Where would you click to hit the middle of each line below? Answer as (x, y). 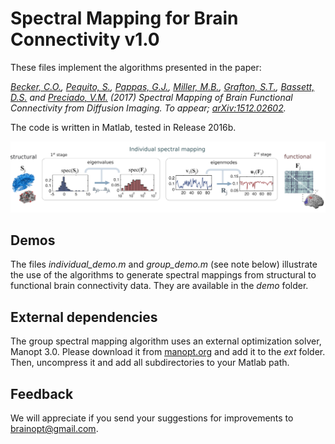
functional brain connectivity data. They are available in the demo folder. (159, 286)
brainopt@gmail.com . (54, 429)
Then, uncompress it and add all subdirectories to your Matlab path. (150, 363)
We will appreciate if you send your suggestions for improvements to (152, 418)
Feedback (42, 393)
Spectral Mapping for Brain (124, 18)
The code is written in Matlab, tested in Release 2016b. (123, 127)
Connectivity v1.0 (85, 39)
